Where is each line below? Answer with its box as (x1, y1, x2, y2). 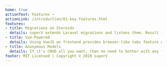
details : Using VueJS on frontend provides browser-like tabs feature (9, 40, 159, 45)
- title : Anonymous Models (5, 44, 61, 49)
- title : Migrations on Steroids (5, 26, 75, 31)
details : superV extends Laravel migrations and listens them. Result (9, 30, 159, 35)
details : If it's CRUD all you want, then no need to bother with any (9, 49, 159, 54)
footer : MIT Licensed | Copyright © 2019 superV (5, 53, 108, 59)
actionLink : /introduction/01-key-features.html (5, 16, 108, 21)
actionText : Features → (5, 12, 55, 17)
